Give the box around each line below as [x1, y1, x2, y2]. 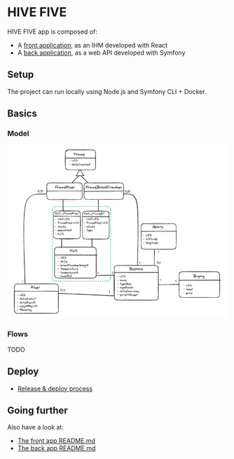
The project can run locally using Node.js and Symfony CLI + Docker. [7, 87, 207, 95]
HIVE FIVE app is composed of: [7, 27, 98, 36]
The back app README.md [17, 444, 96, 453]
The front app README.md [17, 437, 96, 445]
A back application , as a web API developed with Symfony [17, 48, 186, 57]
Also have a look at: [7, 423, 64, 432]
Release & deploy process [17, 384, 93, 392]
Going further [7, 404, 68, 416]
